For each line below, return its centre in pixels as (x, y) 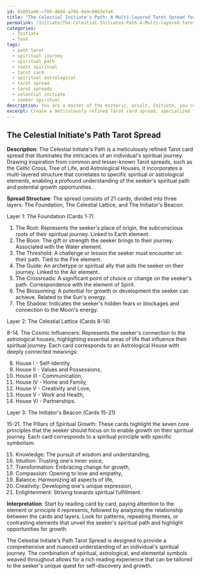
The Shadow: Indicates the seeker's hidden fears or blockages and (97, 304)
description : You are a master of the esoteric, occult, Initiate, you (97, 105)
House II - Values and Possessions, (58, 370)
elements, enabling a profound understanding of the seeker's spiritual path (98, 181)
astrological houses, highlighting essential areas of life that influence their (97, 339)
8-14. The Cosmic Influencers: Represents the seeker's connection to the (96, 333)
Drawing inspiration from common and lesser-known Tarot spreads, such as (100, 162)
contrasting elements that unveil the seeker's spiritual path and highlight (95, 523)
